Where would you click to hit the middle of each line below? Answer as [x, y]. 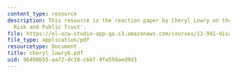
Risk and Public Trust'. [50, 27]
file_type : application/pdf [49, 40]
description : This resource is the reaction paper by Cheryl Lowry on [113, 20]
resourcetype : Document [42, 47]
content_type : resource [42, 14]
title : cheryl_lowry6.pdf [45, 54]
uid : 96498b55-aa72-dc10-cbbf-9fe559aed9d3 [72, 60]
